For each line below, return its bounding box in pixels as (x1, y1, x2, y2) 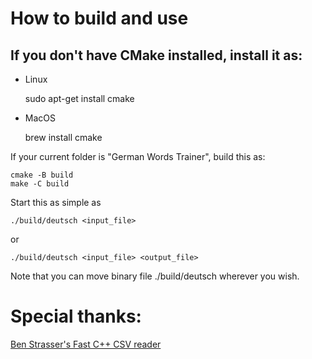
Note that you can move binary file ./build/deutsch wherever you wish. (10, 270, 300, 282)
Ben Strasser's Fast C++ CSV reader (10, 338, 162, 350)
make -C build (10, 179, 70, 189)
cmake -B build (10, 170, 74, 180)
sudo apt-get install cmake (24, 93, 135, 104)
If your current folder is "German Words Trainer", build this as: (10, 151, 266, 162)
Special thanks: (10, 305, 142, 328)
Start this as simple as (10, 197, 102, 208)
